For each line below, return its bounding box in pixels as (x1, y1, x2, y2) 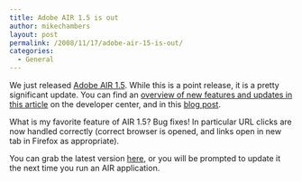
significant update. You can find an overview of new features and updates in (9, 89, 293, 100)
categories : (9, 47, 54, 56)
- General (17, 55, 54, 64)
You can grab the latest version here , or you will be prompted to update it (9, 153, 281, 163)
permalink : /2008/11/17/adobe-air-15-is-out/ (9, 38, 183, 48)
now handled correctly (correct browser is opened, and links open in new (9, 126, 282, 136)
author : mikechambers (9, 22, 91, 31)
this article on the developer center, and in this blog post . (9, 99, 221, 109)
